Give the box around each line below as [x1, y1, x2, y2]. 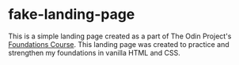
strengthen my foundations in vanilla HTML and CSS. [8, 48, 180, 57]
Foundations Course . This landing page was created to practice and [8, 39, 230, 49]
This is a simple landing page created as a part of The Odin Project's [8, 31, 232, 41]
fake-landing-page [8, 5, 135, 23]
